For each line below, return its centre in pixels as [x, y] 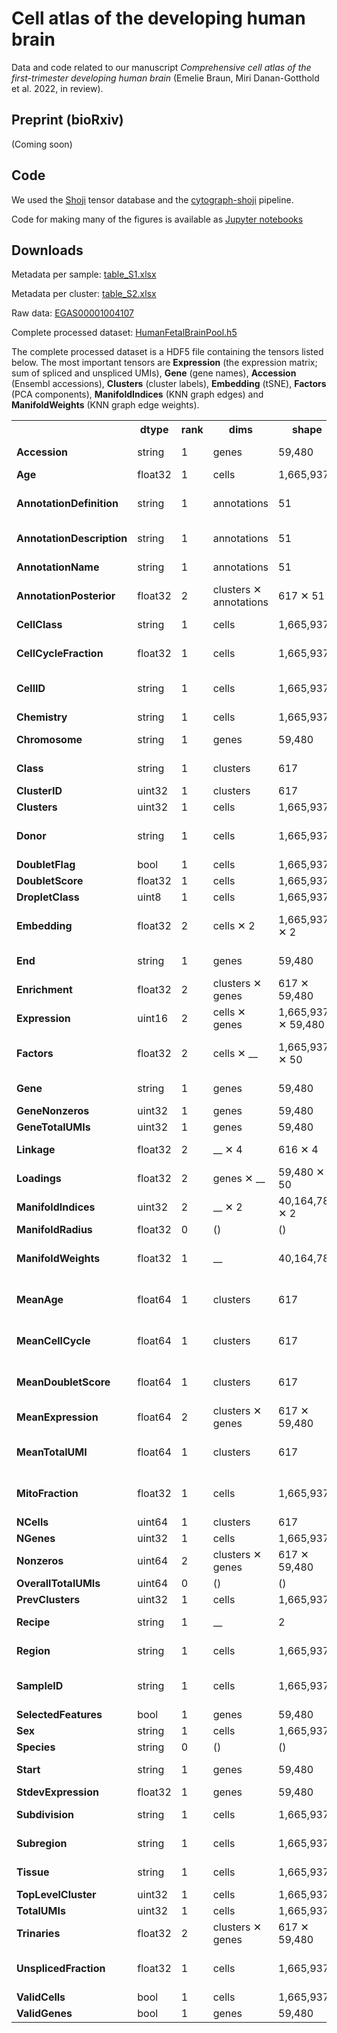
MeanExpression [57, 1417]
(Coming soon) [42, 144]
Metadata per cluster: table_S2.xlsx [84, 294]
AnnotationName [58, 567]
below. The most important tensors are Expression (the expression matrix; [164, 363]
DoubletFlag [46, 865]
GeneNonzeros [53, 1111]
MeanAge [40, 1300]
